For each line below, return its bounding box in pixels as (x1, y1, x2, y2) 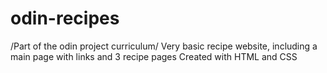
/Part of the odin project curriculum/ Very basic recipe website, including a (10, 40, 318, 52)
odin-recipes (10, 7, 120, 30)
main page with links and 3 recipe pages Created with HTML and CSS (10, 50, 298, 62)
